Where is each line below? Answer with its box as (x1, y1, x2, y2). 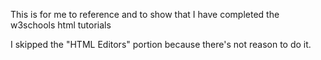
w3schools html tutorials (10, 19, 112, 31)
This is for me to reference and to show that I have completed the (10, 9, 280, 20)
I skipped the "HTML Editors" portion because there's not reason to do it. (10, 39, 312, 50)
